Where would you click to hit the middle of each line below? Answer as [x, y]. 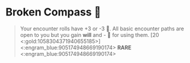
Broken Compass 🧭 [53, 12]
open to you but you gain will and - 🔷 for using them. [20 [90, 34]
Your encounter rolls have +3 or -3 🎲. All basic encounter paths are [102, 29]
